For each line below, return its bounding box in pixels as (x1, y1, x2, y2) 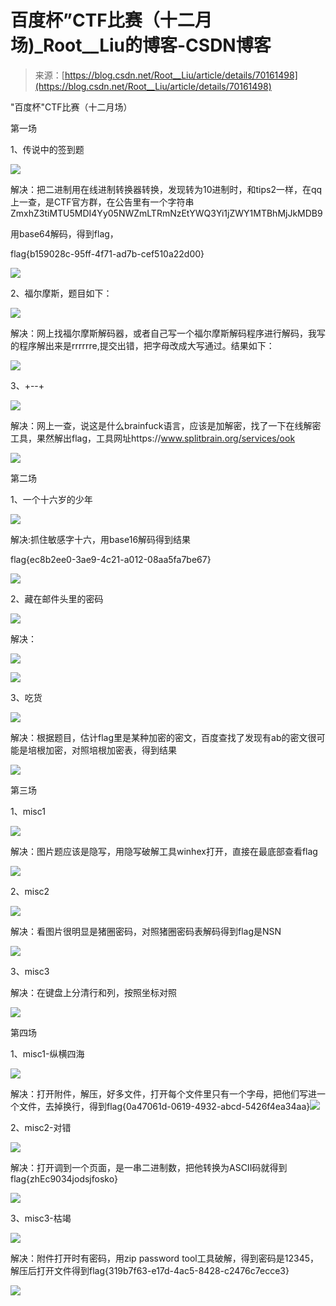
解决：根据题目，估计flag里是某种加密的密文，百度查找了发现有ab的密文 (10, 731, 308, 743)
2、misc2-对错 (10, 1121, 72, 1133)
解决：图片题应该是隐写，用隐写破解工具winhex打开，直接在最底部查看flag (10, 845, 318, 857)
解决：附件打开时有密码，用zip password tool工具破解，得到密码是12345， (10, 1252, 319, 1264)
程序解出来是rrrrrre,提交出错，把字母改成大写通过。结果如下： (18, 339, 275, 351)
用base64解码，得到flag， (10, 227, 119, 240)
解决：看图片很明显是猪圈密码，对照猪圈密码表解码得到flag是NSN (10, 925, 282, 937)
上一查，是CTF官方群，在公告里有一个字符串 (10, 196, 195, 208)
